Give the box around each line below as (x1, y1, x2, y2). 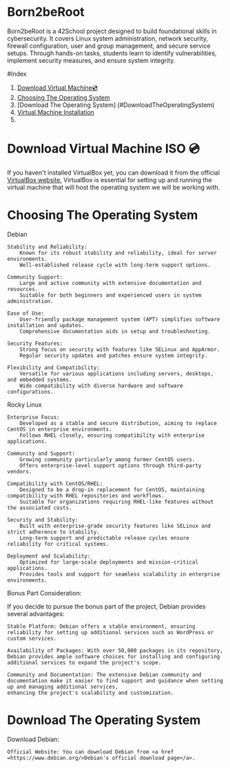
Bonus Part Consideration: (7, 589, 82, 597)
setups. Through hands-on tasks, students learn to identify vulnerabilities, (7, 49, 217, 57)
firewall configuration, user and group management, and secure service (7, 41, 211, 50)
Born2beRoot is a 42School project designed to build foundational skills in (7, 27, 217, 35)
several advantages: (7, 609, 65, 618)
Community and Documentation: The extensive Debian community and (7, 671, 202, 678)
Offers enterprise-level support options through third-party (19, 462, 202, 469)
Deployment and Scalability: (7, 553, 91, 560)
